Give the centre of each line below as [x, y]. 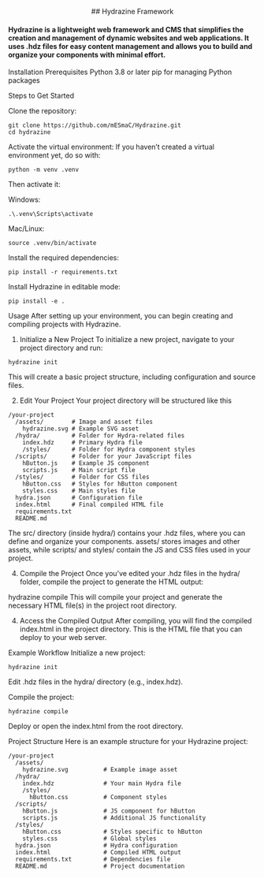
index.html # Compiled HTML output [98, 853]
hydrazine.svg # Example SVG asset [81, 429]
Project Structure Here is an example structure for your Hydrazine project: [128, 742]
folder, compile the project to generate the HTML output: [111, 582]
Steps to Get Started [41, 96]
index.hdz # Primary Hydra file [83, 443]
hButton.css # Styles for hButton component [100, 484]
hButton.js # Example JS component [86, 463]
